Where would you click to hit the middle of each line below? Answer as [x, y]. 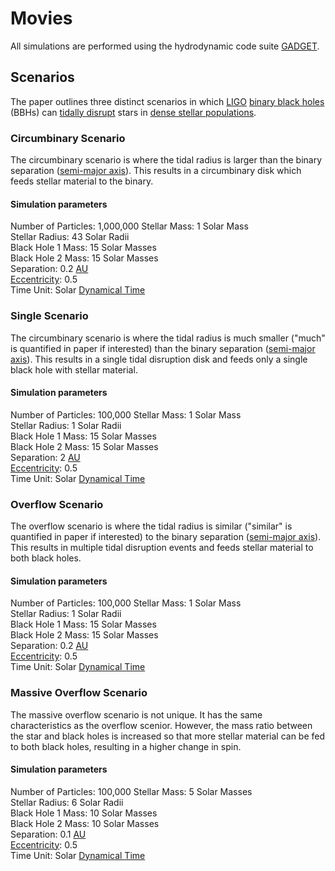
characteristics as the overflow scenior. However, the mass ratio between [161, 725]
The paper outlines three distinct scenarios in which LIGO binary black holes [167, 101]
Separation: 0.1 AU [48, 834]
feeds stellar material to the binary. [82, 181]
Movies [41, 18]
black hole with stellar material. [74, 369]
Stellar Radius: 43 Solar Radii [70, 237]
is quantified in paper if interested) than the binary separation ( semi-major [163, 348]
